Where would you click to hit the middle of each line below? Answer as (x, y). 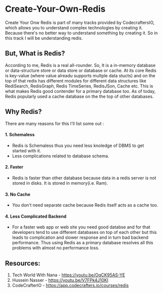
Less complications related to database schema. (61, 156)
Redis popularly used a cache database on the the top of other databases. (80, 96)
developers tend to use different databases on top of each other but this (84, 232)
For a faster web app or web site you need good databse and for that (81, 227)
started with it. (27, 150)
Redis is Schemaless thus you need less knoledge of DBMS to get (78, 146)
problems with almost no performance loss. (56, 248)
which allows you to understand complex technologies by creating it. (74, 27)
